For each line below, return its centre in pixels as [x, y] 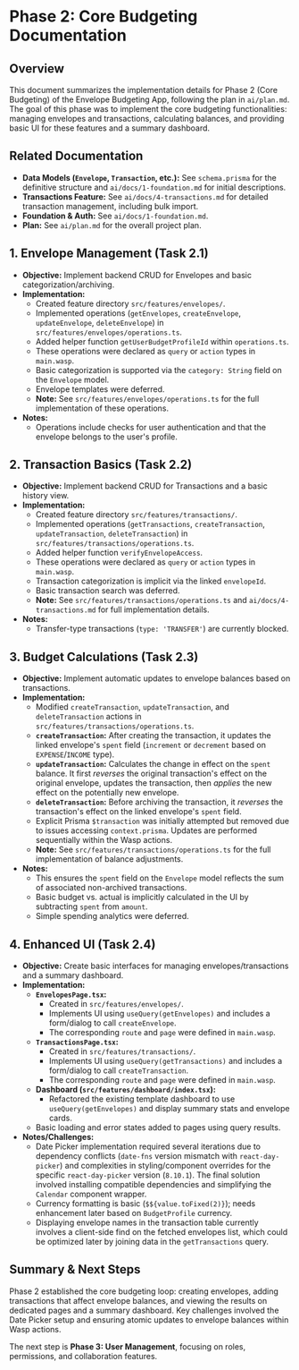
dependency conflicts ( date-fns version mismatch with [137, 1156]
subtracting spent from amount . [91, 906]
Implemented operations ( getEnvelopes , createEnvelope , [138, 313]
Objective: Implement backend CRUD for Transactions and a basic [145, 486]
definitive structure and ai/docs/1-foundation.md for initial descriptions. [154, 187]
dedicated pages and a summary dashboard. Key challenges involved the [144, 1310]
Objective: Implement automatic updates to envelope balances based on [156, 678]
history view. [46, 496]
